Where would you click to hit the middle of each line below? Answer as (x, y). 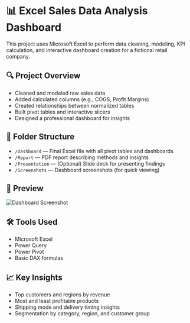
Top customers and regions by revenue (62, 295)
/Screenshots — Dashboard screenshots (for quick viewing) (87, 170)
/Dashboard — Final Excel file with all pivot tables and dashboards (94, 151)
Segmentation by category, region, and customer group (82, 313)
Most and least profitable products (57, 301)
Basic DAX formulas (39, 258)
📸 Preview (25, 188)
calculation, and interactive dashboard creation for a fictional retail (87, 50)
